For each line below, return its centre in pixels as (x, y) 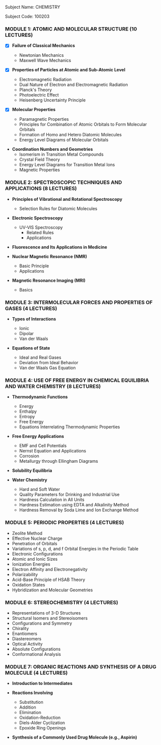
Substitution (31, 702)
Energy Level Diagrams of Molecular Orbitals (64, 140)
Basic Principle (34, 266)
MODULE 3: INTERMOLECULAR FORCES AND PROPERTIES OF (79, 302)
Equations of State (31, 348)
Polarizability (25, 574)
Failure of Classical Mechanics (44, 46)
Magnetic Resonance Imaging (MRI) (49, 280)
